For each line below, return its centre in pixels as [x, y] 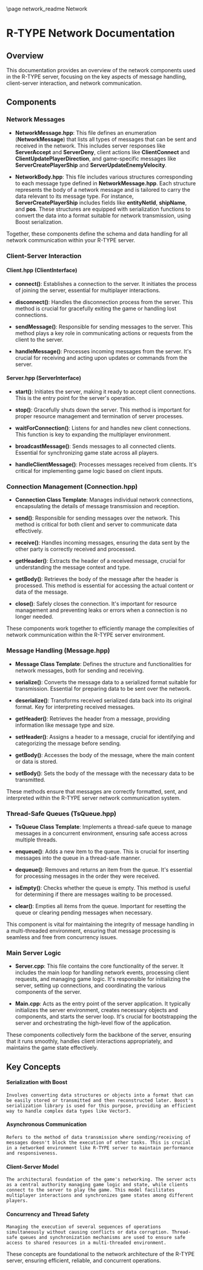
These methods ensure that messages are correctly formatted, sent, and [97, 791]
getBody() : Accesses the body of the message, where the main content [105, 755]
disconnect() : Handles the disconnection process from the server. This [104, 302]
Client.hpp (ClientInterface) [42, 270]
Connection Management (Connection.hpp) [72, 486]
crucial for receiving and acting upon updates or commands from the [101, 358]
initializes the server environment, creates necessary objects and [96, 1010]
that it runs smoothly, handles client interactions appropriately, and [89, 1041]
